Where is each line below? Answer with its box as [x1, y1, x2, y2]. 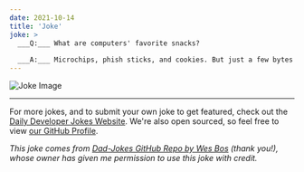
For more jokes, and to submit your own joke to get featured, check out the [9, 106, 288, 117]
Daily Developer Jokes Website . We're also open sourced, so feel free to [9, 116, 280, 127]
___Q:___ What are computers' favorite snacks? [17, 38, 201, 48]
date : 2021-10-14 [9, 13, 75, 23]
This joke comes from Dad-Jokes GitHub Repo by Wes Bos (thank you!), [9, 143, 279, 154]
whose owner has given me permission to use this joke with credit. [9, 153, 258, 163]
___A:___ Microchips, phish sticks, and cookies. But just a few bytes [17, 55, 294, 64]
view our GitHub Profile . [9, 126, 99, 136]
